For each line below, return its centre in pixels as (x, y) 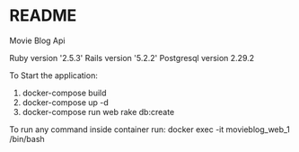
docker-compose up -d (66, 102)
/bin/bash (27, 139)
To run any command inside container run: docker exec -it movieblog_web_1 (149, 129)
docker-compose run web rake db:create (98, 112)
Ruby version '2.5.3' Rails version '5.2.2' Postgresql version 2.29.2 (132, 58)
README (43, 16)
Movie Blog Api (37, 40)
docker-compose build (64, 93)
